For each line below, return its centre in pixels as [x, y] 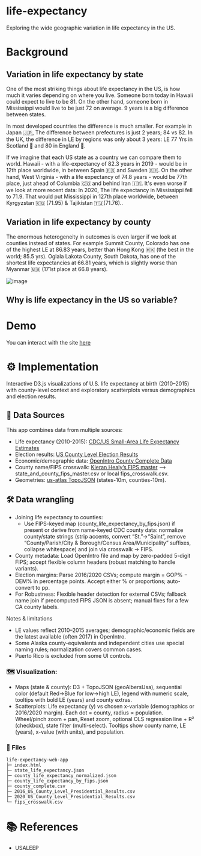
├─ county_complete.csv [36, 786]
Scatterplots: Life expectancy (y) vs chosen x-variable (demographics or [105, 706]
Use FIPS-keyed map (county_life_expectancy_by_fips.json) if [99, 523]
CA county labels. [37, 607]
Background [37, 52]
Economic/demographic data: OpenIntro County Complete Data [93, 461]
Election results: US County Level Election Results [76, 454]
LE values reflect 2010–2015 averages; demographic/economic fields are [105, 630]
